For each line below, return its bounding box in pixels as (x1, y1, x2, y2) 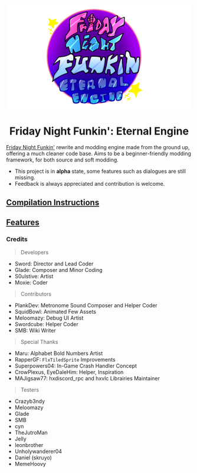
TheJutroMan (14, 429, 48, 436)
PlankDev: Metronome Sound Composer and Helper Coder (14, 301, 157, 308)
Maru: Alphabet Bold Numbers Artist (14, 350, 103, 357)
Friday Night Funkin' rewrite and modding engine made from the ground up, (6, 144, 190, 151)
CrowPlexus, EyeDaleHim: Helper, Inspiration (14, 368, 124, 376)
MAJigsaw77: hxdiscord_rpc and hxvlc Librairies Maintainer (14, 375, 160, 382)
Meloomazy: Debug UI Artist (14, 314, 84, 321)
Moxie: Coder (14, 279, 48, 286)
